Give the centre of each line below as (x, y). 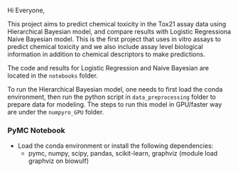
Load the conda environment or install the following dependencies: (115, 146)
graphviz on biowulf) (59, 161)
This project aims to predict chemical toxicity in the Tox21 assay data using (117, 24)
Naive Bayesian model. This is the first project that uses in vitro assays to (114, 39)
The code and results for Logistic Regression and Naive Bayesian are (108, 68)
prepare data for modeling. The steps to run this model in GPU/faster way (115, 104)
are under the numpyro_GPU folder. (56, 112)
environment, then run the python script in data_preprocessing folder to (112, 97)
